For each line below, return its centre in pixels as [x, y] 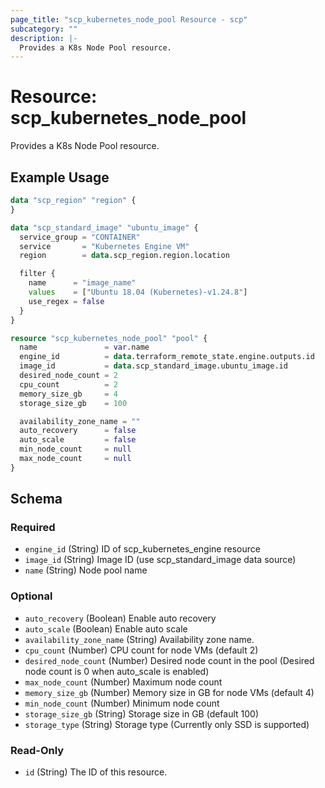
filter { [37, 274]
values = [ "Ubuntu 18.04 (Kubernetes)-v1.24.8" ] [138, 292]
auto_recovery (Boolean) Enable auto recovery [120, 618]
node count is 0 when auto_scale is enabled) [117, 671]
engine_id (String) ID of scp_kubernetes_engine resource [142, 549]
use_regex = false [66, 301]
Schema [36, 499]
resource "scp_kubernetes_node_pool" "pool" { [109, 338]
